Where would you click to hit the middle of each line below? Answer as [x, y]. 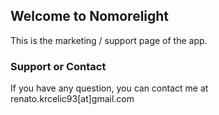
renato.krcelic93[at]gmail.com [72, 99]
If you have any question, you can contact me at [109, 88]
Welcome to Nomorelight [90, 16]
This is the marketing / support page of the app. [109, 40]
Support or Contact [58, 66]
